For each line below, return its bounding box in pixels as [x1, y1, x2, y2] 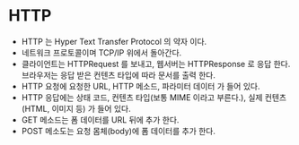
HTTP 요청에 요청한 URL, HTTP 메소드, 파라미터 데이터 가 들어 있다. [21, 81, 260, 91]
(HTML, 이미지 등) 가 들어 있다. [21, 103, 131, 114]
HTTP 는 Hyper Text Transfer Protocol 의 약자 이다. [21, 36, 207, 47]
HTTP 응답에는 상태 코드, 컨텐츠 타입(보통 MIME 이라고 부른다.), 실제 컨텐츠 [21, 91, 287, 103]
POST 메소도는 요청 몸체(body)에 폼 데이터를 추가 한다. [21, 125, 216, 136]
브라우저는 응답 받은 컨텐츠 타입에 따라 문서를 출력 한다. [21, 69, 216, 81]
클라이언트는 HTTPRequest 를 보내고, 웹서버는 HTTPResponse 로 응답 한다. [21, 58, 291, 69]
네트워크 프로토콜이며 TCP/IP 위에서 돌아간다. [21, 47, 182, 58]
